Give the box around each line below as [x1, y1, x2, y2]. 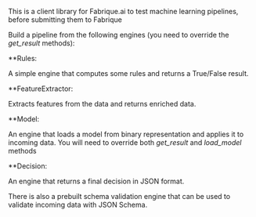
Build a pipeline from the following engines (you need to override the [8, 31, 229, 39]
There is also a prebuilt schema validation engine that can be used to [8, 192, 231, 201]
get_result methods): [8, 38, 75, 48]
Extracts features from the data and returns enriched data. [8, 99, 197, 108]
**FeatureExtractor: [8, 84, 74, 93]
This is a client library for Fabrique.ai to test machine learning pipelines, [8, 7, 239, 16]
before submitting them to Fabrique [8, 15, 123, 24]
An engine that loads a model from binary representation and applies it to [8, 129, 244, 139]
